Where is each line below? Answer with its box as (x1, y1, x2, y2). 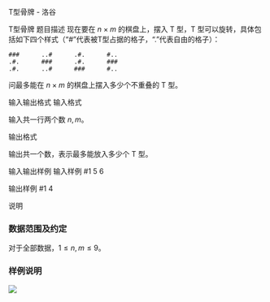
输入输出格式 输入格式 (8, 97, 82, 107)
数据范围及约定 (8, 222, 67, 234)
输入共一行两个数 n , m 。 (8, 114, 89, 124)
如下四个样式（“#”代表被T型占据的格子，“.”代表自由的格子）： (15, 35, 220, 44)
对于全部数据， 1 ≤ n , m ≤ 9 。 (8, 243, 106, 253)
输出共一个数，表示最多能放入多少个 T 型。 (8, 149, 153, 158)
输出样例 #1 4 (8, 183, 54, 193)
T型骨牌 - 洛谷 (8, 7, 57, 16)
